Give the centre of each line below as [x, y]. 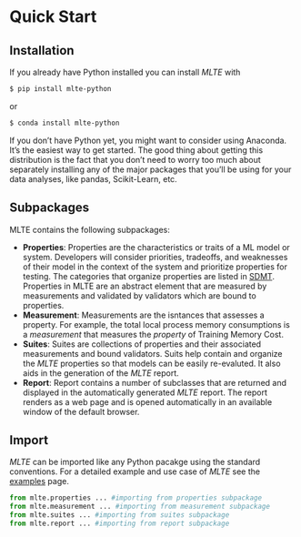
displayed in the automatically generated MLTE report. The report [145, 392]
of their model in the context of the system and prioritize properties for [155, 267]
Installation [42, 51]
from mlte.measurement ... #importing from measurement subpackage [140, 507]
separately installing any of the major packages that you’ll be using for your [150, 169]
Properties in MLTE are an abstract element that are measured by [145, 286]
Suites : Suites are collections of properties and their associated [142, 344]
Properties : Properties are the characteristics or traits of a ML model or [156, 247]
